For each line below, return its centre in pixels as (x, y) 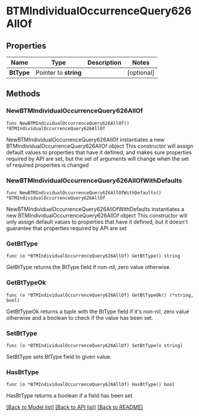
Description (104, 62)
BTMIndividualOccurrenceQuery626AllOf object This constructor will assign (99, 146)
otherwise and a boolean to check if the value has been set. (80, 317)
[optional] (141, 73)
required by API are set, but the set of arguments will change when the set (98, 158)
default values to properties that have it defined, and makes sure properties (99, 152)
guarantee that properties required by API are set (67, 228)
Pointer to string (59, 73)
